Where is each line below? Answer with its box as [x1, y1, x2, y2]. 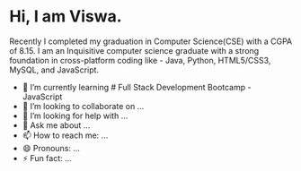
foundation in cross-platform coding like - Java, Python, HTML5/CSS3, [9, 55, 271, 65]
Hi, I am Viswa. [9, 6, 123, 27]
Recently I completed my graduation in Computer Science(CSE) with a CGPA [9, 36, 293, 47]
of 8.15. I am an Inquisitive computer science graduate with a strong [9, 45, 260, 56]
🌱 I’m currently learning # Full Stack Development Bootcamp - [22, 81, 252, 92]
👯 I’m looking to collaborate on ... [22, 100, 145, 111]
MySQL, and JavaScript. [9, 64, 100, 75]
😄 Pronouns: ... [22, 142, 81, 153]
